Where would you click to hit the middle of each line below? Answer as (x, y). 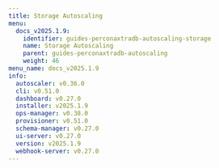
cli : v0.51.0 (38, 91)
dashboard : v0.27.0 (48, 99)
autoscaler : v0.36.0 (50, 83)
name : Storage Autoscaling (68, 46)
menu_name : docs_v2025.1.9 (54, 69)
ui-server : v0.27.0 (48, 136)
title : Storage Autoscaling (56, 16)
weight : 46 (41, 61)
